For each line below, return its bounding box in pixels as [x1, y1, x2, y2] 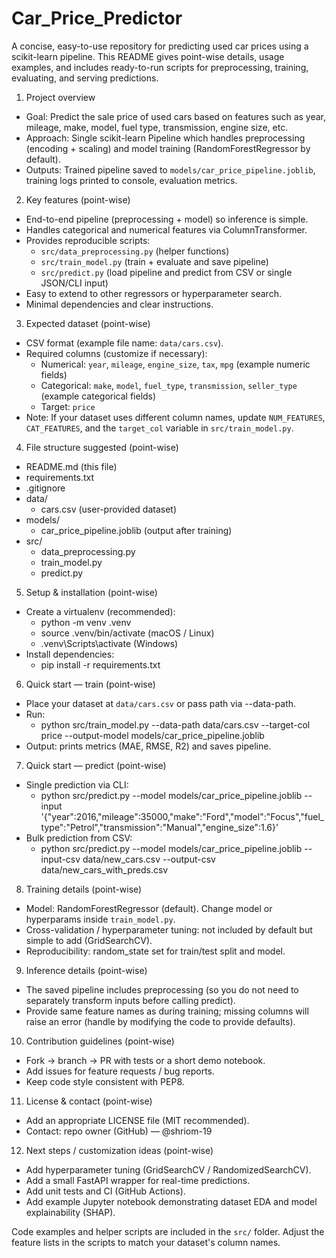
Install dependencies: [25, 648, 115, 660]
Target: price [40, 400, 96, 412]
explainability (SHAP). [25, 1206, 116, 1218]
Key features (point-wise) [25, 193, 131, 206]
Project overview [25, 91, 96, 103]
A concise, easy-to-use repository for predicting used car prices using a [11, 40, 309, 52]
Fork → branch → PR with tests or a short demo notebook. [25, 1054, 266, 1066]
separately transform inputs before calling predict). [25, 994, 236, 1006]
